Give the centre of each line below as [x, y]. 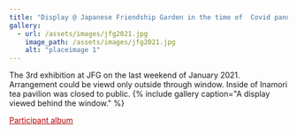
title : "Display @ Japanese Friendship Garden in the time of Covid [140, 17]
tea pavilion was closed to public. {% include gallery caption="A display [140, 94]
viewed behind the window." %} [67, 103]
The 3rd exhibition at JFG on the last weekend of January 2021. [125, 75]
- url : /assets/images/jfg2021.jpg [83, 33]
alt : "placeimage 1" [63, 50]
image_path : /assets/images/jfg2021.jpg [100, 42]
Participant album [41, 121]
